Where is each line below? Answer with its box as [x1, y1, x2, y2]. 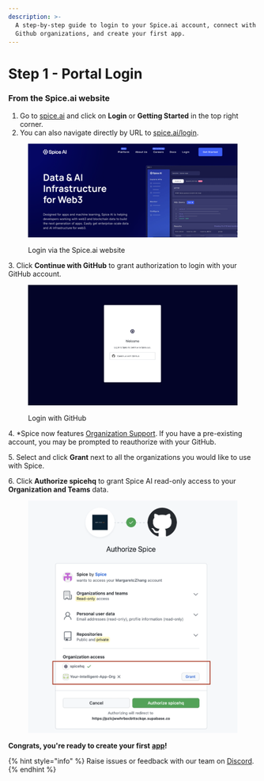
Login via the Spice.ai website [28, 245, 126, 255]
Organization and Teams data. [8, 484, 109, 494]
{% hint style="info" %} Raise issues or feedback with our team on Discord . [8, 756, 255, 765]
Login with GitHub [28, 413, 87, 423]
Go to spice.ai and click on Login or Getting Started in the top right [19, 111, 239, 121]
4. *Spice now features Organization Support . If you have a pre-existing [8, 428, 243, 438]
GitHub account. [8, 269, 62, 278]
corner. [19, 119, 43, 128]
